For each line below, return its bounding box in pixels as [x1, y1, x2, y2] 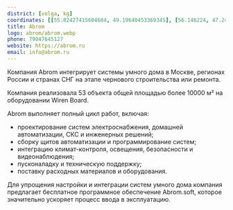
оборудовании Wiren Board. [7, 96, 89, 104]
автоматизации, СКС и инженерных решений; [17, 130, 154, 139]
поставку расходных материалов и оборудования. [17, 167, 168, 175]
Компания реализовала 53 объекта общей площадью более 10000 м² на [7, 88, 223, 97]
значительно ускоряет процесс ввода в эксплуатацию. [7, 195, 171, 203]
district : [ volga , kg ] [7, 10, 73, 17]
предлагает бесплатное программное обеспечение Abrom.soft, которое [7, 188, 222, 196]
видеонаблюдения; [17, 152, 75, 160]
